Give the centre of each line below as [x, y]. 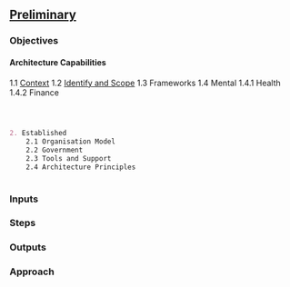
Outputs [28, 247]
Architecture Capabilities [58, 62]
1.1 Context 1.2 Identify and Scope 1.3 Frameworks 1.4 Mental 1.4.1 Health [145, 83]
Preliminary [43, 15]
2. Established [38, 134]
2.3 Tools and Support [69, 159]
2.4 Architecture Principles [81, 167]
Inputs [24, 199]
